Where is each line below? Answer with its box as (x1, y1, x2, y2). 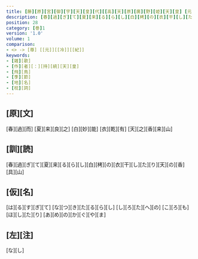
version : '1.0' (6, 31, 44, 36)
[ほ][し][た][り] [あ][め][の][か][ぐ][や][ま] (6, 211, 106, 218)
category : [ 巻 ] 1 (6, 25, 45, 31)
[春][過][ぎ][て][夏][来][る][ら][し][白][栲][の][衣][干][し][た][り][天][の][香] (6, 161, 185, 168)
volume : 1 (6, 36, 31, 42)
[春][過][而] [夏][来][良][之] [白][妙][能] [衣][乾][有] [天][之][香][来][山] (6, 125, 173, 132)
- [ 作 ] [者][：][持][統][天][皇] (6, 63, 80, 69)
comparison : (6, 42, 35, 48)
